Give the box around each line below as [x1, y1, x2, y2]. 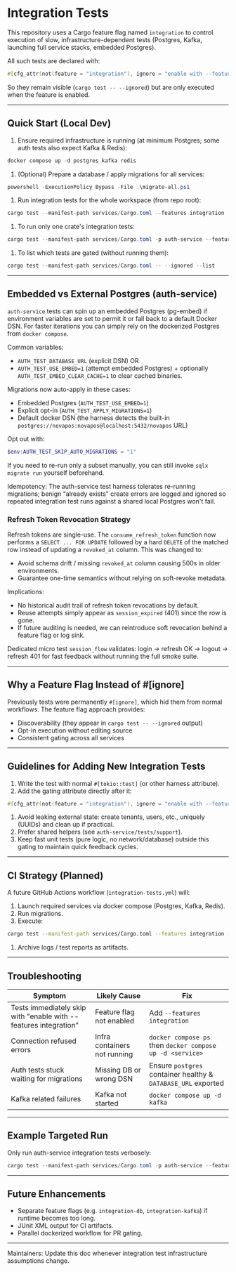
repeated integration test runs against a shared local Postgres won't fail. [7, 497, 216, 505]
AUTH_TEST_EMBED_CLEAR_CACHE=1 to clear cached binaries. [17, 371, 183, 380]
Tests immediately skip [11, 1002, 86, 1012]
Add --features [149, 1008, 201, 1018]
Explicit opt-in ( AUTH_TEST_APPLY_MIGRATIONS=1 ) [17, 406, 152, 414]
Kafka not [94, 1089, 127, 1099]
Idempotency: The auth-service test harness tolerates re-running [7, 482, 196, 490]
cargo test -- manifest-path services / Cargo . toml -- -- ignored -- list [7, 262, 216, 270]
